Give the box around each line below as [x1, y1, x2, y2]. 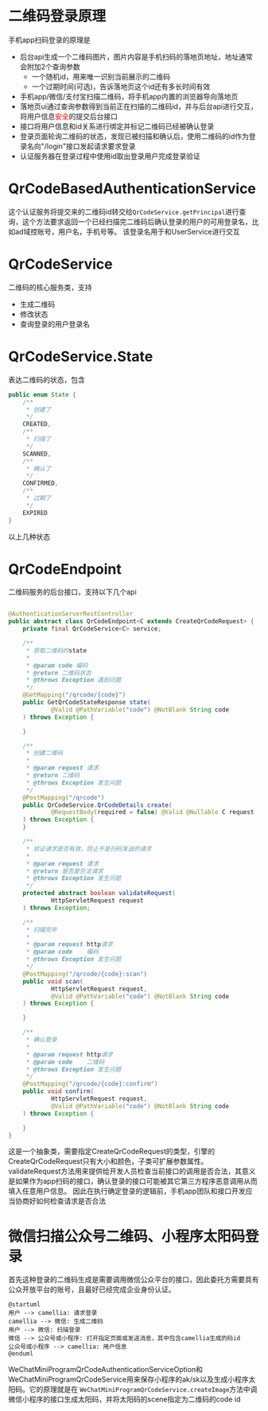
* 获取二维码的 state [25, 646, 87, 654]
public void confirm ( [22, 1087, 94, 1095]
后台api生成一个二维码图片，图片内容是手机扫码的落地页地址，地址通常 [19, 52, 253, 61]
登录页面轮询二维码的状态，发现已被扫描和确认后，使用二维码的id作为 [19, 131, 249, 141]
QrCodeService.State [8, 347, 153, 366]
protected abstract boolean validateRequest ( [22, 890, 177, 897]
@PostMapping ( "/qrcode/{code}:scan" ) [22, 970, 148, 978]
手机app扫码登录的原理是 [8, 35, 91, 45]
